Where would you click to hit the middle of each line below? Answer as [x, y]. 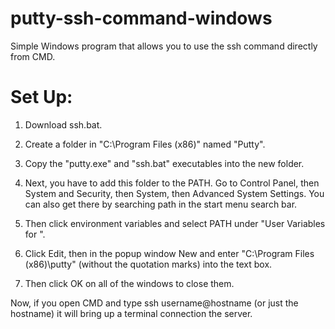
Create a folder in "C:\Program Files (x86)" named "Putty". [145, 144]
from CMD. [33, 56]
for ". [35, 234]
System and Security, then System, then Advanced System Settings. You [174, 193]
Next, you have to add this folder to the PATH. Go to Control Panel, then [172, 183]
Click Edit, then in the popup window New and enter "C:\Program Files [169, 253]
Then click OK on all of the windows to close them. [129, 283]
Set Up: [41, 97]
